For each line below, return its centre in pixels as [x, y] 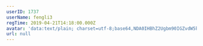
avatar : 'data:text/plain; [40, 28]
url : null [19, 34]
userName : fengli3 [29, 17]
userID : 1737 [23, 12]
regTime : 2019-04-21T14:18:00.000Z [51, 23]
